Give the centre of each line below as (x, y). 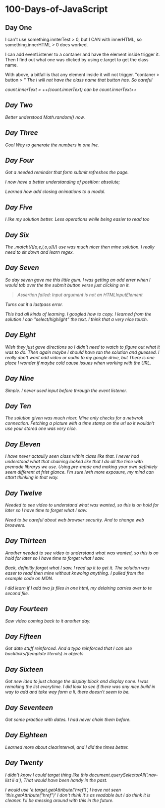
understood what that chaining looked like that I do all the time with (74, 462)
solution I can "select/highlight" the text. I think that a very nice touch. (77, 319)
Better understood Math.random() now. (45, 117)
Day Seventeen (29, 707)
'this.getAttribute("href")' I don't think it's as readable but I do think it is (78, 795)
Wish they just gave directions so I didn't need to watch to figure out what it (82, 347)
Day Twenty (24, 763)
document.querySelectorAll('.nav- (124, 775)
